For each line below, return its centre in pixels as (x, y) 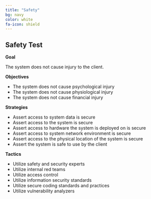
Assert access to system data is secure (54, 117)
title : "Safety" (22, 10)
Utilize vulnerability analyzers (44, 191)
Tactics (13, 154)
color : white (19, 19)
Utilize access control (35, 175)
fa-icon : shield (22, 24)
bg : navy (15, 15)
